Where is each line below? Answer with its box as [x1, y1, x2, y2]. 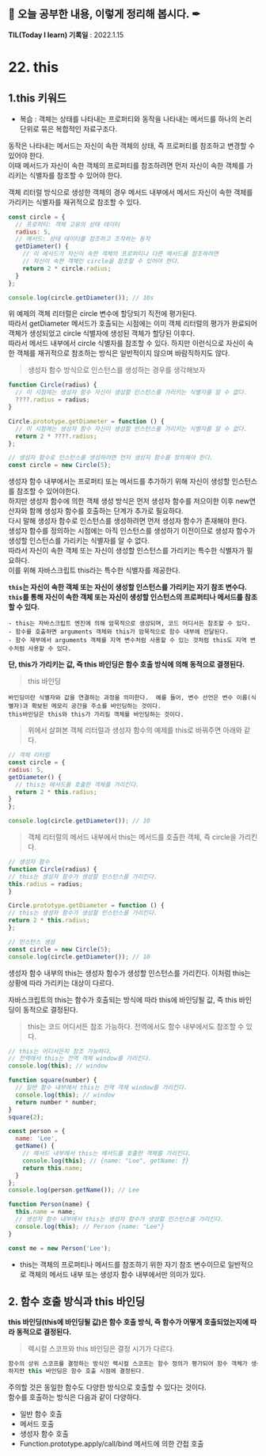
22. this [8, 59, 59, 76]
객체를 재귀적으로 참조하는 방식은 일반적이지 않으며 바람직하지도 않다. [16, 348, 230, 358]
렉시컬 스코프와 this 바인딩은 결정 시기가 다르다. [27, 1344, 175, 1354]
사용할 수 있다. [27, 644, 72, 653]
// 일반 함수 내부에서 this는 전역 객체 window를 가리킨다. [15, 1084, 188, 1092]
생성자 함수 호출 [19, 1429, 69, 1439]
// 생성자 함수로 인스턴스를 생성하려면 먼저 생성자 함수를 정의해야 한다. [8, 454, 214, 462]
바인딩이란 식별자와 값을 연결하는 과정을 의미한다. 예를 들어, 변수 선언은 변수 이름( [8, 694, 252, 702]
